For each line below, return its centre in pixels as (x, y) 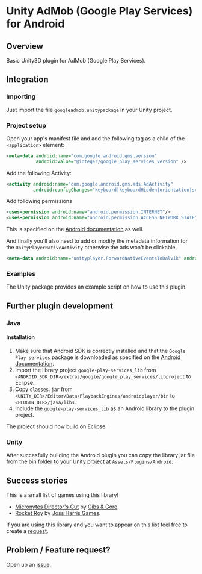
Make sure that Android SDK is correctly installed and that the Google (100, 351)
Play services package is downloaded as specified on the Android (98, 357)
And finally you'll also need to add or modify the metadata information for (97, 241)
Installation (20, 337)
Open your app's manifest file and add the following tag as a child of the (96, 138)
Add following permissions (39, 201)
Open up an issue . (29, 564)
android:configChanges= (63, 190)
